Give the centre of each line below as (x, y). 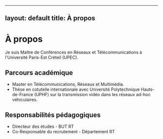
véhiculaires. (25, 100)
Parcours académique (39, 73)
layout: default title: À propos (50, 18)
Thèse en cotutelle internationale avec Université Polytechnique (76, 89)
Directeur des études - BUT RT (43, 126)
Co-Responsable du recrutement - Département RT (63, 131)
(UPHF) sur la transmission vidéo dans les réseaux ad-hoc (92, 95)
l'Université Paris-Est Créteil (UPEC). (42, 57)
